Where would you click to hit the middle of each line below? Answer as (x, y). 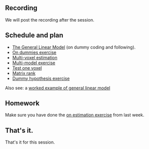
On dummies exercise (34, 52)
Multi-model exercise (34, 63)
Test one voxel (27, 68)
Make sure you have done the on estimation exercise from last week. (75, 115)
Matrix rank (24, 73)
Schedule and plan (34, 36)
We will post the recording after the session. (50, 20)
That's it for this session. (30, 142)
